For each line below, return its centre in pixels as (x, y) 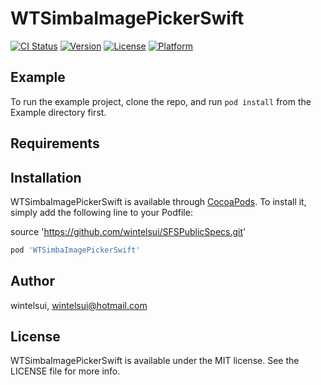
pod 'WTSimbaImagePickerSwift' (75, 250)
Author (32, 281)
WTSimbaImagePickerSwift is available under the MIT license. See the (155, 361)
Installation (46, 177)
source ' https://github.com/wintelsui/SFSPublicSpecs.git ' (128, 231)
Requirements (55, 143)
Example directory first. (58, 112)
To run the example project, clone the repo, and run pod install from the (161, 101)
